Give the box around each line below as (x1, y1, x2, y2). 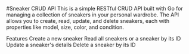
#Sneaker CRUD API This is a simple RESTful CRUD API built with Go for (6, 5, 184, 12)
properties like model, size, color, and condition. (6, 23, 124, 31)
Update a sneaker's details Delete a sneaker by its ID (6, 41, 136, 48)
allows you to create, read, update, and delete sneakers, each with (6, 18, 170, 24)
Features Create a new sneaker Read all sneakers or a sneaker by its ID (6, 35, 181, 42)
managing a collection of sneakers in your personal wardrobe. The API (6, 11, 179, 18)
